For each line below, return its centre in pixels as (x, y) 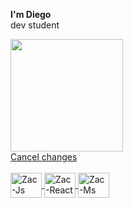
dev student (35, 25)
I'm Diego (31, 14)
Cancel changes (44, 157)
